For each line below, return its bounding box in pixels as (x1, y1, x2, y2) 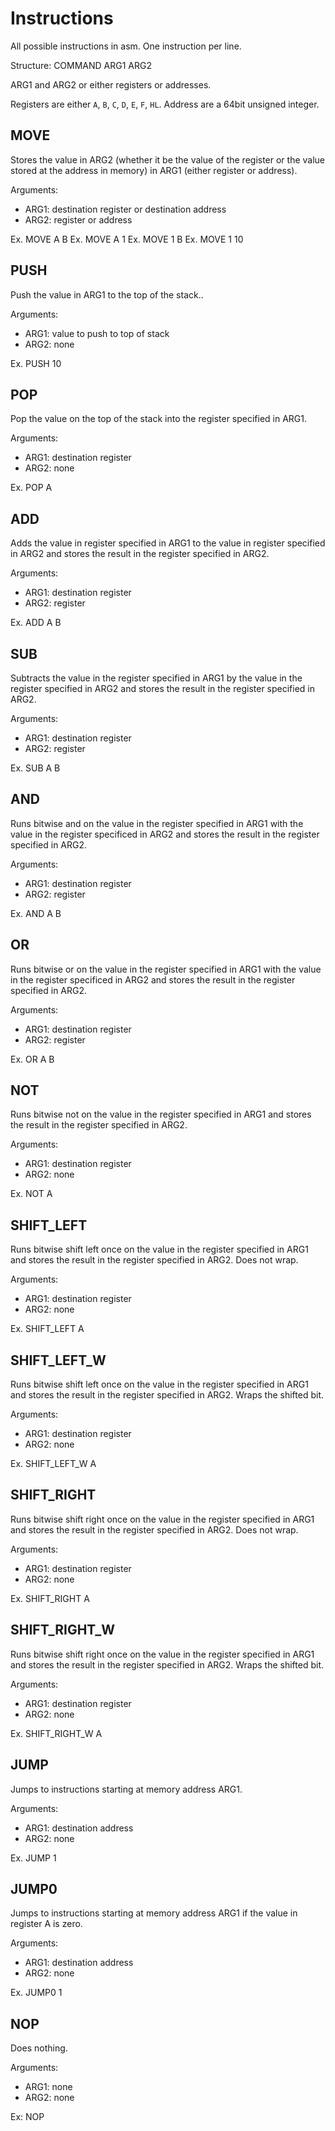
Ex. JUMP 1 (10, 1852, 57, 1864)
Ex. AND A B (10, 907, 62, 919)
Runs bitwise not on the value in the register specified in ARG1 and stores (10, 1108, 312, 1121)
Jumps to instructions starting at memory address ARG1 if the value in (10, 1907, 298, 1919)
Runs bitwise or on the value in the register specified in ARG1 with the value (10, 963, 322, 975)
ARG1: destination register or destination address (24, 203, 227, 215)
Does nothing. (10, 2042, 68, 2054)
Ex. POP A (10, 482, 53, 494)
